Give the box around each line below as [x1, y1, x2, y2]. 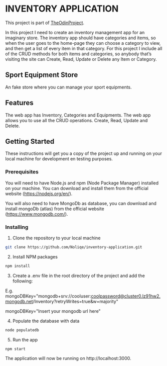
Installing [5, 223, 29, 230]
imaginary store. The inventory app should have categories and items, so [5, 35, 156, 41]
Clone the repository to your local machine [12, 235, 101, 241]
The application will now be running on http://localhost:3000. [5, 355, 131, 361]
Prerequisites [5, 168, 39, 175]
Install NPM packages [12, 253, 58, 259]
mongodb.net [5, 298, 34, 304]
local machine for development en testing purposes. [5, 156, 113, 162]
